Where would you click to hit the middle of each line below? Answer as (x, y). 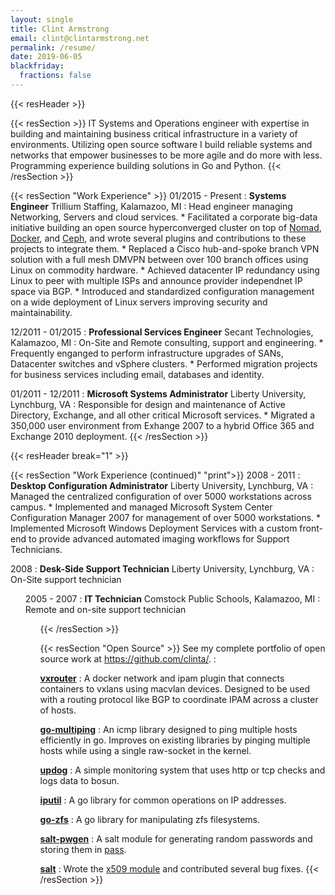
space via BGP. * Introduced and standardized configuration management (162, 291)
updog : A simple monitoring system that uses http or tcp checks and (182, 770)
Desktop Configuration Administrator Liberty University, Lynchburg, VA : (162, 485)
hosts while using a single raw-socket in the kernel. (145, 750)
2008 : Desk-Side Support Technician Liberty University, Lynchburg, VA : (162, 568)
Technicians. (36, 549)
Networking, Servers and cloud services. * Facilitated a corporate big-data (164, 217)
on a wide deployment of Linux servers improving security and (139, 302)
